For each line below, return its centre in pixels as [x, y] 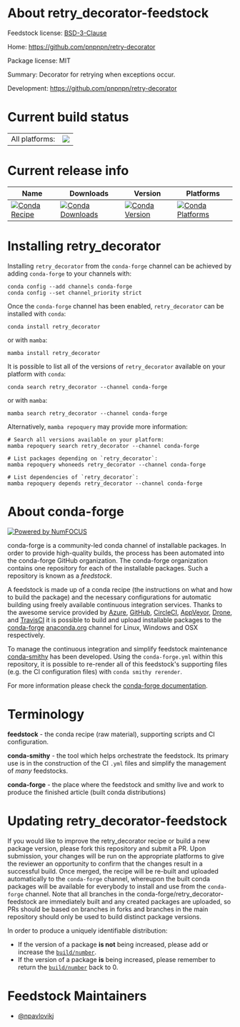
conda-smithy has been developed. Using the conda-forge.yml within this [115, 656]
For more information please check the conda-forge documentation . [108, 685]
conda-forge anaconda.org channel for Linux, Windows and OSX [103, 627]
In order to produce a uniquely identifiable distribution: [87, 931]
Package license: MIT [39, 60]
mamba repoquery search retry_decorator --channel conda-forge [104, 446]
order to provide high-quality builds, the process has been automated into [116, 553]
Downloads [89, 193]
